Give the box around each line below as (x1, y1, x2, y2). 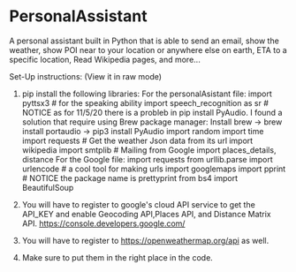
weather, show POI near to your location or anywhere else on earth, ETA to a (9, 44, 287, 55)
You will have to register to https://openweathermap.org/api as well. (21, 235, 269, 246)
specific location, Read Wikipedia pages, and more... (9, 54, 201, 64)
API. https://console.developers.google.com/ (21, 218, 186, 229)
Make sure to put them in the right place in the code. (21, 252, 214, 262)
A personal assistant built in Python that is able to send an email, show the (9, 35, 280, 46)
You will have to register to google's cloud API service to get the (21, 199, 256, 209)
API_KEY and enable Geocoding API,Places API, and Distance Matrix (21, 208, 271, 219)
